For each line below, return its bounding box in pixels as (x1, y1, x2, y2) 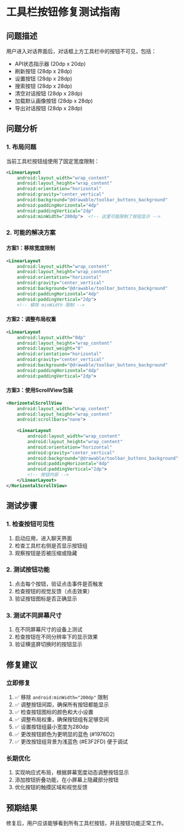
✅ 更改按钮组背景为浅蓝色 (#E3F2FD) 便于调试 (14, 738, 128, 745)
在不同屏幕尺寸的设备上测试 (14, 626, 83, 633)
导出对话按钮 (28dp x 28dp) (14, 105, 83, 111)
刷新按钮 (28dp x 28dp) (14, 68, 73, 75)
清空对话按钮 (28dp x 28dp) (14, 90, 83, 97)
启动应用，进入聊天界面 (14, 535, 72, 542)
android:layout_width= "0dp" (17, 334, 86, 341)
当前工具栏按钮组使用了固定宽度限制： (6, 158, 99, 165)
